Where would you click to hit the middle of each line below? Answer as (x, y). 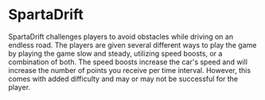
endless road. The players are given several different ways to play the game (132, 44)
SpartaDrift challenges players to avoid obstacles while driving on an (121, 37)
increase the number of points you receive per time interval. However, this (130, 70)
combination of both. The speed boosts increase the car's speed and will (128, 62)
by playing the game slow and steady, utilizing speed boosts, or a (115, 53)
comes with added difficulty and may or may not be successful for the (123, 79)
